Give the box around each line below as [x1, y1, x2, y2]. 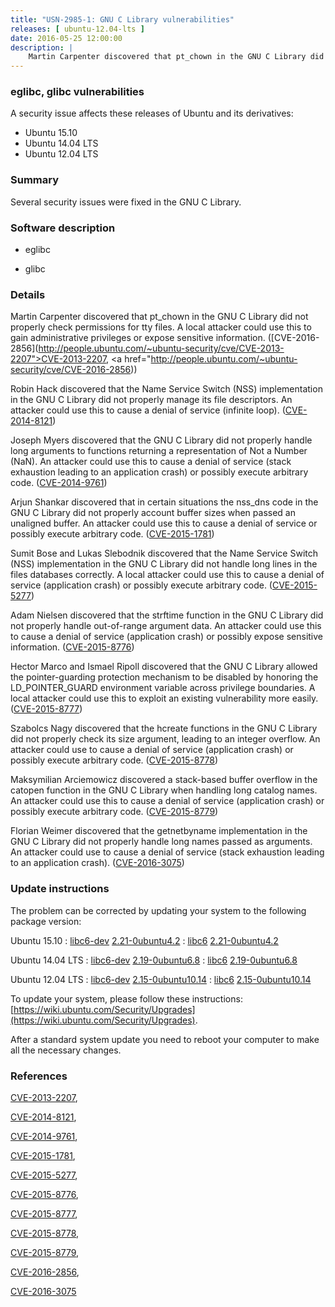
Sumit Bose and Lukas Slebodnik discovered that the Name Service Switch [10, 547, 318, 560]
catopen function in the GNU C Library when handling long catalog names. [10, 784, 318, 796]
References [10, 1069, 68, 1083]
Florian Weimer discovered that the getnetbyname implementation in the [10, 825, 308, 837]
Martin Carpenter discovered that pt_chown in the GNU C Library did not [10, 311, 309, 323]
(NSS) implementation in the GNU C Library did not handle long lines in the [10, 558, 318, 570]
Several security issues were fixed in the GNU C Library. [10, 196, 242, 208]
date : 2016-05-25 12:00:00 [10, 33, 123, 43]
